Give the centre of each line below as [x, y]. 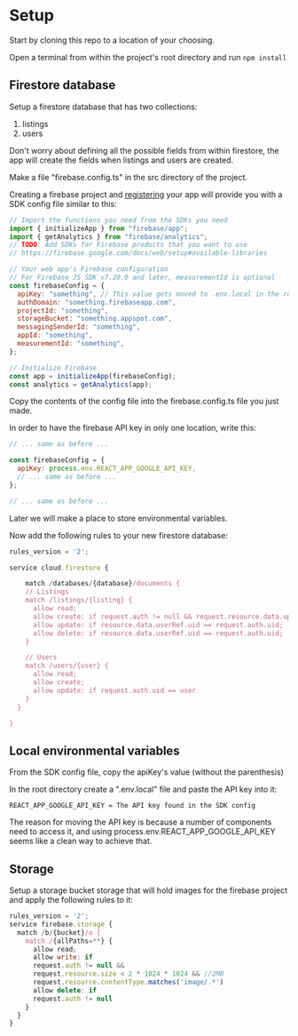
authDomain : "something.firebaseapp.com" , [97, 302]
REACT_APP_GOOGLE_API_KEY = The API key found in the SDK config [132, 806]
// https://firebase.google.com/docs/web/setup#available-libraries [138, 253]
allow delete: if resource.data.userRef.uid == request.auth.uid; [158, 633]
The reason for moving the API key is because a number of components [141, 822]
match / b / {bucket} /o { [59, 932]
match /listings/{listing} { [79, 601]
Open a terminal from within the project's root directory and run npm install [148, 57]
